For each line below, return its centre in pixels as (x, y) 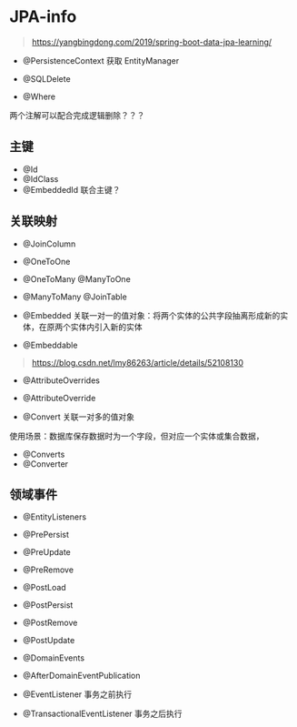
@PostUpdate (49, 641)
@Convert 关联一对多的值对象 (78, 417)
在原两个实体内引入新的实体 (90, 327)
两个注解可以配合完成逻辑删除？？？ (77, 115)
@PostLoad (44, 588)
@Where (39, 96)
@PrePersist (46, 535)
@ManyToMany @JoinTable (74, 297)
